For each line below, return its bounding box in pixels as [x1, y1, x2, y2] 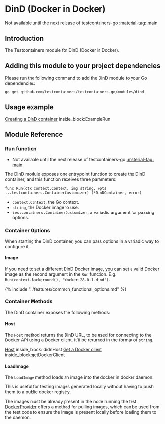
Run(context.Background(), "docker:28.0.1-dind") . [5, 276, 110, 282]
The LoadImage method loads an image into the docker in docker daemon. [5, 374, 154, 380]
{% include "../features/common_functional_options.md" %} [5, 286, 127, 292]
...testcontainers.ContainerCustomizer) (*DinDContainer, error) [5, 190, 142, 196]
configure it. [5, 244, 30, 250]
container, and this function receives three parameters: [5, 176, 117, 182]
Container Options [5, 227, 50, 234]
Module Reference [5, 130, 63, 139]
